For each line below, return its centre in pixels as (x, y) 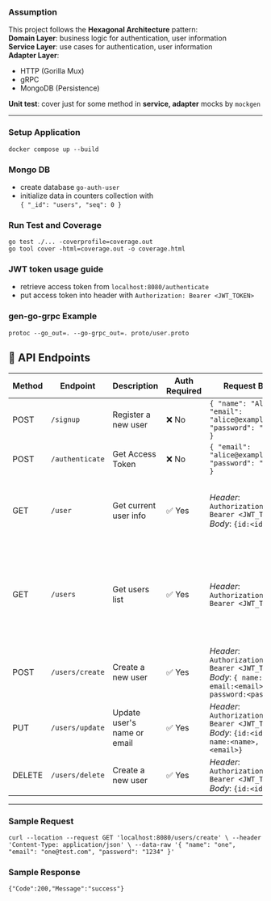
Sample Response (44, 872)
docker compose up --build (54, 149)
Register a (131, 415)
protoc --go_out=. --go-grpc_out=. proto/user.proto (99, 333)
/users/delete (78, 775)
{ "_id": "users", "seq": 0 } (71, 204)
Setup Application (44, 133)
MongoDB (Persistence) (60, 88)
